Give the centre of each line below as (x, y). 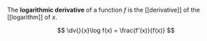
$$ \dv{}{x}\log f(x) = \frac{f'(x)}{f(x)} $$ (116, 30)
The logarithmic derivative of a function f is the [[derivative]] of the (103, 10)
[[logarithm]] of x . (32, 17)
